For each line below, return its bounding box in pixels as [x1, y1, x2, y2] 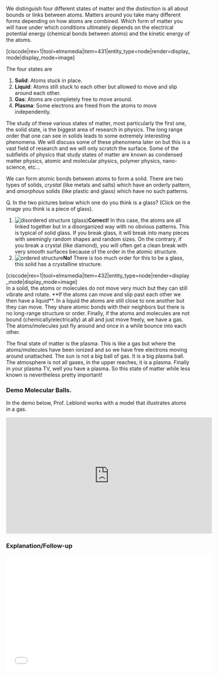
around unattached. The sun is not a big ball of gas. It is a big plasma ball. [6, 352, 185, 359]
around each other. [14, 90, 61, 96]
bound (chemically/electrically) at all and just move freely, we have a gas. [6, 316, 183, 323]
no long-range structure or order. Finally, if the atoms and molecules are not [6, 310, 190, 316]
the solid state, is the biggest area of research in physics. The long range [6, 126, 183, 133]
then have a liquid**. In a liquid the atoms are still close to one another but [6, 297, 185, 304]
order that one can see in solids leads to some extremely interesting [6, 132, 170, 139]
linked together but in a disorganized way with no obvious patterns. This [14, 223, 190, 230]
